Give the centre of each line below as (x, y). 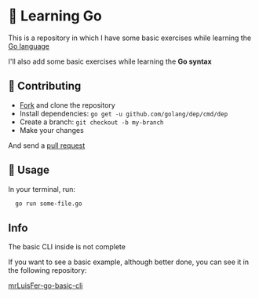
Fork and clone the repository (67, 105)
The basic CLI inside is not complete (67, 247)
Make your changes (51, 130)
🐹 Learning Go (55, 16)
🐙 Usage (29, 170)
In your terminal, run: (42, 189)
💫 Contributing (45, 86)
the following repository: (47, 270)
